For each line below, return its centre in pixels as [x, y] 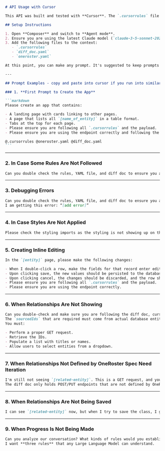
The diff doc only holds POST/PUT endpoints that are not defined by [78, 384]
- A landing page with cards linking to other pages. [61, 114]
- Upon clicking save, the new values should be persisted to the [74, 273]
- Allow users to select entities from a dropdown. [59, 346]
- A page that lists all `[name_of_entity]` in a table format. [72, 119]
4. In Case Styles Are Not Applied [45, 223]
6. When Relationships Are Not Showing [54, 305]
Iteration [15, 369]
